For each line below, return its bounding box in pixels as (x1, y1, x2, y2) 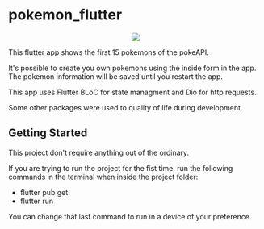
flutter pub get (19, 187, 69, 197)
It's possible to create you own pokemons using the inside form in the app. (8, 63, 257, 73)
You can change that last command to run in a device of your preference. (8, 211, 252, 221)
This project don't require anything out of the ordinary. (8, 148, 190, 157)
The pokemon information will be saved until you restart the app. (8, 71, 224, 81)
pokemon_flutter (8, 6, 123, 24)
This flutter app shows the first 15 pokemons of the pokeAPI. (8, 47, 210, 57)
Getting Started (8, 127, 88, 140)
